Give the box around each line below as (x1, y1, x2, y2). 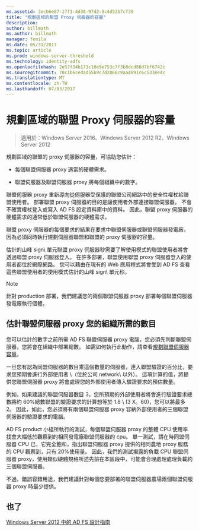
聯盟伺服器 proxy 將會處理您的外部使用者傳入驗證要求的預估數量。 (16, 378, 179, 385)
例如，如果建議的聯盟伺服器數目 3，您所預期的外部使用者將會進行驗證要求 (6, 390, 188, 398)
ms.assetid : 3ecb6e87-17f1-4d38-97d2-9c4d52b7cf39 (6, 8, 134, 15)
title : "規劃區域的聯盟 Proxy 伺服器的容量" (6, 14, 107, 20)
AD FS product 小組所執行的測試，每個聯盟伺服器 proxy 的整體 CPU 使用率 (6, 425, 188, 432)
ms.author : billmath (6, 31, 57, 37)
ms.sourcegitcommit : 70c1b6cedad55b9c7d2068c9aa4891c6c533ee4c (6, 69, 166, 75)
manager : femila (6, 36, 46, 42)
